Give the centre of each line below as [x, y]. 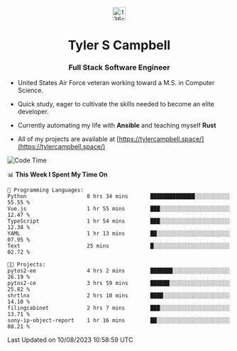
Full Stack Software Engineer [119, 67]
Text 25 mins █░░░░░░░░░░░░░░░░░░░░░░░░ [119, 246]
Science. [31, 90]
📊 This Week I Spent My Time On [57, 174]
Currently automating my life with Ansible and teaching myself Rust [117, 126]
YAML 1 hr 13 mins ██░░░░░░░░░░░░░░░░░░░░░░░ [119, 234]
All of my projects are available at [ [68, 139]
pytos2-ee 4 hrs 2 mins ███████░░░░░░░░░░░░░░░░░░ [119, 271]
